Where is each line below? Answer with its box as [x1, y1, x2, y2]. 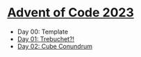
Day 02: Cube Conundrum [17, 42, 92, 50]
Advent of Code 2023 [7, 5, 134, 21]
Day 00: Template [17, 27, 68, 36]
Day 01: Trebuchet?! [17, 34, 75, 43]
